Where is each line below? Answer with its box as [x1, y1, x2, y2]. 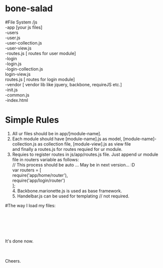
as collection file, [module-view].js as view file [37, 141, 131, 147]
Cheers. [5, 258, 21, 264]
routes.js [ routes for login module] [5, 76, 75, 82]
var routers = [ [12, 167, 42, 173]
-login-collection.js [5, 66, 43, 72]
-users [5, 29, 19, 35]
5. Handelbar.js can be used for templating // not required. [12, 193, 130, 199]
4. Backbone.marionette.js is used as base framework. [12, 188, 122, 194]
